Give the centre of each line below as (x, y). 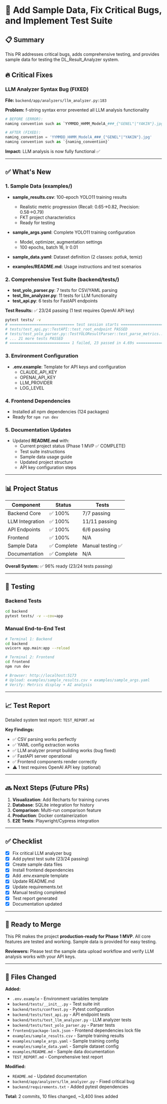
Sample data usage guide (46, 457)
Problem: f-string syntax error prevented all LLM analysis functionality (77, 110)
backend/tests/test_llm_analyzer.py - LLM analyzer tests (72, 1020)
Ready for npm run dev (35, 417)
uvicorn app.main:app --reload (38, 648)
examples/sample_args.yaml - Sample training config (66, 1041)
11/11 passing (100, 521)
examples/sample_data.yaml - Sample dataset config (66, 1046)
